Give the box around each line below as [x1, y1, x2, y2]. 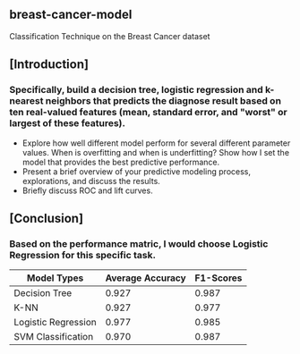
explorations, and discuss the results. [21, 175, 161, 186]
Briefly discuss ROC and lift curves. [21, 185, 154, 196]
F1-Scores [194, 272, 243, 284]
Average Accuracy [105, 272, 186, 284]
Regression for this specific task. [9, 249, 157, 261]
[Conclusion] [9, 210, 83, 226]
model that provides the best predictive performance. [21, 156, 220, 167]
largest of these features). [9, 117, 125, 130]
